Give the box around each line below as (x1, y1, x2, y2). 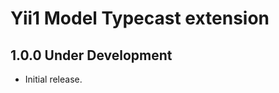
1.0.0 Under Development (10, 47, 173, 64)
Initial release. (24, 73, 83, 85)
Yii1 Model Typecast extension (10, 7, 270, 30)
